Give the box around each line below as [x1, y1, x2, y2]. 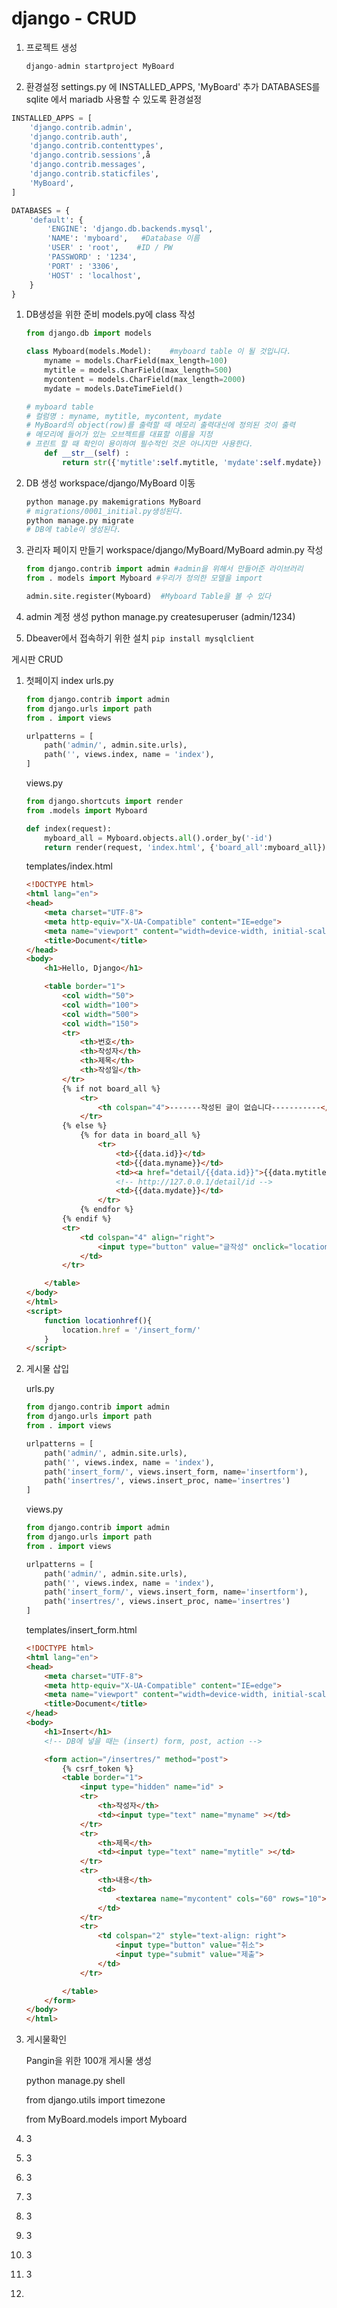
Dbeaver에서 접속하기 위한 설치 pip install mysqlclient [25, 632, 255, 644]
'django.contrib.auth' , [29, 132, 129, 142]
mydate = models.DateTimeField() [44, 383, 184, 394]
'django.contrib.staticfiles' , [29, 169, 160, 179]
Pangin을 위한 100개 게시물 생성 [25, 2055, 153, 2067]
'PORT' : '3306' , [47, 261, 119, 271]
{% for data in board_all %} [79, 1130, 201, 1141]
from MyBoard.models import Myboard [25, 2113, 188, 2126]
